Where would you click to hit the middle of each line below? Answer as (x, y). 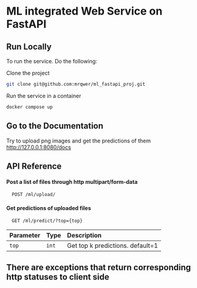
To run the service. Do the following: (52, 61)
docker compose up (29, 107)
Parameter (25, 236)
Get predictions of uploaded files (49, 208)
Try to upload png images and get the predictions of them (78, 141)
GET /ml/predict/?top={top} (47, 221)
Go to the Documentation (55, 126)
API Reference (34, 166)
